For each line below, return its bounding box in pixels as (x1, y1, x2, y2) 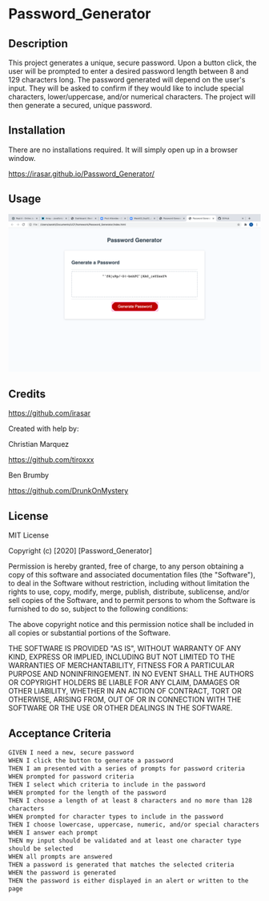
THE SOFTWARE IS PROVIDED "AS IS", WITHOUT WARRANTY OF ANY (8, 644, 242, 654)
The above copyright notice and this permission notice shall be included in (8, 620, 254, 629)
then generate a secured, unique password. (8, 101, 152, 110)
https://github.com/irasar (8, 408, 90, 418)
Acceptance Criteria (8, 726, 111, 740)
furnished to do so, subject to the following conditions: (8, 604, 188, 613)
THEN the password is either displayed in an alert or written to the (8, 877, 249, 885)
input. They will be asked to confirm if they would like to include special (8, 83, 244, 93)
